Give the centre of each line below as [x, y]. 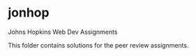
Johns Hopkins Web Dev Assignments [63, 32]
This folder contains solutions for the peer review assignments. [98, 45]
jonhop [29, 13]
